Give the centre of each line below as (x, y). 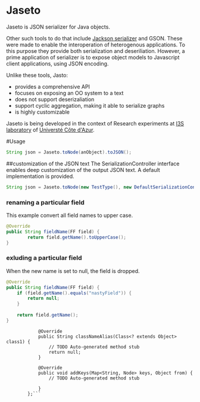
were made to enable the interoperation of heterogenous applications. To (96, 45)
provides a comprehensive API (52, 86)
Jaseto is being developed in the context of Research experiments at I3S (95, 123)
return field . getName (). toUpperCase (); (77, 237)
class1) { (18, 342)
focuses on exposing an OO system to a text (69, 93)
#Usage (16, 141)
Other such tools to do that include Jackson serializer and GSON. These (94, 38)
